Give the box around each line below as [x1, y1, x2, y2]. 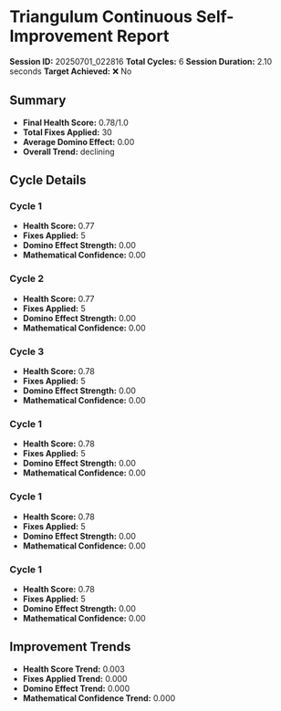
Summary [9, 93, 67, 109]
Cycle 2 [9, 272, 44, 285]
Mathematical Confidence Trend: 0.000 [22, 692, 176, 704]
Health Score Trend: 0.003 [22, 664, 125, 674]
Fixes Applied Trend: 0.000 [22, 673, 128, 684]
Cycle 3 [9, 345, 44, 358]
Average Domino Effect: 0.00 [22, 136, 135, 147]
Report [116, 26, 170, 47]
